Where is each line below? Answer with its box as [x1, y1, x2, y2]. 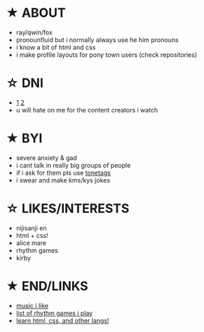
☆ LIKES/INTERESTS [6, 201, 130, 216]
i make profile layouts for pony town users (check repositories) [15, 51, 198, 59]
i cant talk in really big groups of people [15, 161, 131, 169]
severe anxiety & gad [15, 153, 77, 162]
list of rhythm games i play [15, 309, 93, 317]
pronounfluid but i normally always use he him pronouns [15, 35, 179, 44]
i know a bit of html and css [15, 43, 96, 51]
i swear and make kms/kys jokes [15, 175, 111, 184]
